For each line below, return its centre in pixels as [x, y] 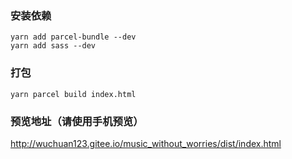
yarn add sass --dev [53, 46]
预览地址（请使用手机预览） [77, 121]
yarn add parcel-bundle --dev [73, 37]
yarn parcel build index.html [73, 94]
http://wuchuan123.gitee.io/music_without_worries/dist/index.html [146, 143]
